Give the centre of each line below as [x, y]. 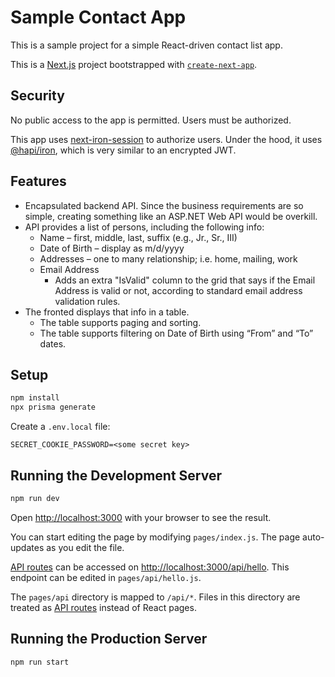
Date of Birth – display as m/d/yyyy [112, 248]
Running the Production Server [109, 639]
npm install [35, 398]
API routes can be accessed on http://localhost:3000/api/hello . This [150, 567]
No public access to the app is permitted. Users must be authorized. [151, 120]
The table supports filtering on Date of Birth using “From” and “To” [176, 333]
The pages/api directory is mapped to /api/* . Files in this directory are [155, 597]
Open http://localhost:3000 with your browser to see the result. [141, 517]
